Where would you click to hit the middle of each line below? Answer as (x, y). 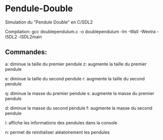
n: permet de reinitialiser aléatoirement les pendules (58, 132)
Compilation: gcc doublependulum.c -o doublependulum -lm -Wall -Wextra (80, 31)
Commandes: (26, 52)
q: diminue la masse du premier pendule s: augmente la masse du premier (80, 93)
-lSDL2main (30, 37)
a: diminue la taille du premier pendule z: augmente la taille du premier (76, 64)
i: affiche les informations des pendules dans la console (61, 122)
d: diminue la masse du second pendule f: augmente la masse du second (79, 108)
